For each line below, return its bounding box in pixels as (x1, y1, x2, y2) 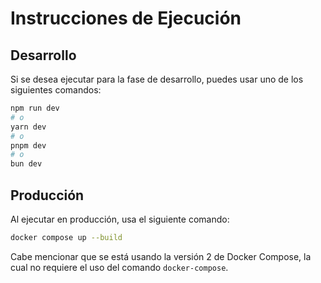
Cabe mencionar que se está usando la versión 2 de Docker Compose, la (10, 250, 312, 262)
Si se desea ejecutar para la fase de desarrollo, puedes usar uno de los (10, 73, 304, 85)
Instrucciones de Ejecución (10, 7, 242, 30)
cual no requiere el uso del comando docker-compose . (10, 261, 229, 273)
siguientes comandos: (10, 84, 102, 96)
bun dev (10, 159, 43, 169)
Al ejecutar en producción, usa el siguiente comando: (10, 213, 230, 225)
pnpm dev (10, 140, 47, 151)
